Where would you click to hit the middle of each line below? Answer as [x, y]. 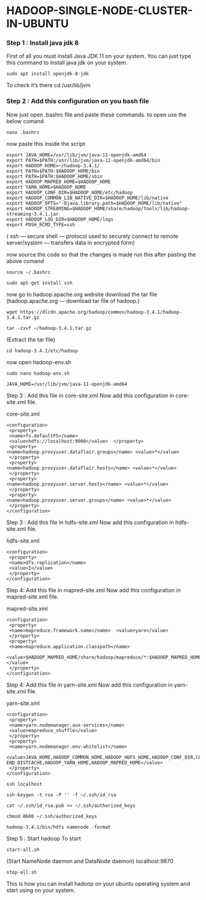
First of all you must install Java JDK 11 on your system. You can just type [99, 56]
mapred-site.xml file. [32, 597]
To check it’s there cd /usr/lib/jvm [48, 85]
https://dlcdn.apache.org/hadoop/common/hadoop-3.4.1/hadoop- [101, 312]
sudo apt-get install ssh [39, 283]
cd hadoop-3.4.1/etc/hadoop [42, 351]
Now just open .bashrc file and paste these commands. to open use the [97, 115]
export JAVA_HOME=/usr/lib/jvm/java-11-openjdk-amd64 [77, 155]
